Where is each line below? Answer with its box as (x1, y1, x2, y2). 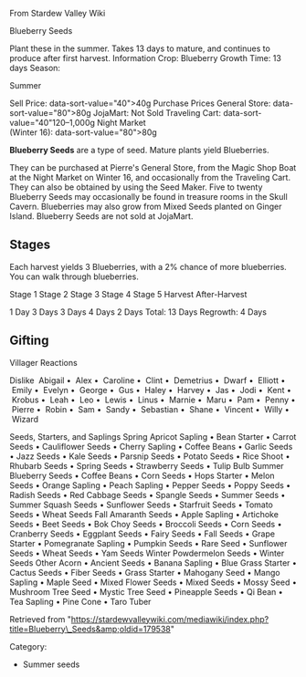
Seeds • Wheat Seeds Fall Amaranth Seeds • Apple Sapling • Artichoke (9, 508, 279, 519)
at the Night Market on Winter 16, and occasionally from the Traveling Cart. (9, 172, 290, 182)
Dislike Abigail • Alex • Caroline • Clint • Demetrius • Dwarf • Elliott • (9, 374, 286, 386)
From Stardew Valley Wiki (9, 8, 106, 18)
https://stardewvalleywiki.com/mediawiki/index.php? (70, 613, 269, 624)
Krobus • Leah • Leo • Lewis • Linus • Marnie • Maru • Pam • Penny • (11, 394, 296, 405)
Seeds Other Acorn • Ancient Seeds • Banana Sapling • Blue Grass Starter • (9, 557, 297, 568)
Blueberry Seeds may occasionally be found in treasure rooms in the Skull (9, 192, 288, 202)
